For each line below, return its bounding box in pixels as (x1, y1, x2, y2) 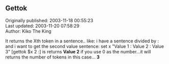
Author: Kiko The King (5, 28, 52, 34)
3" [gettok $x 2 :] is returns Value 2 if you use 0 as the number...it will (5, 48, 151, 54)
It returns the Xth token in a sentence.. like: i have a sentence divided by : (5, 38, 159, 44)
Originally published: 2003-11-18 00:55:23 (5, 17, 93, 23)
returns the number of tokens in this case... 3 (5, 54, 100, 60)
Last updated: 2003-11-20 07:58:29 (5, 23, 80, 29)
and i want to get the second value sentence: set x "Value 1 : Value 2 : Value (5, 43, 164, 49)
